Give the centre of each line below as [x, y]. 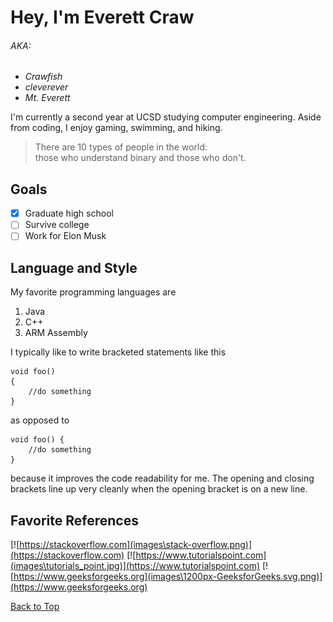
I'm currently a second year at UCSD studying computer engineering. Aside [166, 117]
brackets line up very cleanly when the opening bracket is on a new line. [159, 489]
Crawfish [43, 77]
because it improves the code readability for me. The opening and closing [162, 478]
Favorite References [74, 520]
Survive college [57, 225]
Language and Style [74, 267]
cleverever [46, 87]
